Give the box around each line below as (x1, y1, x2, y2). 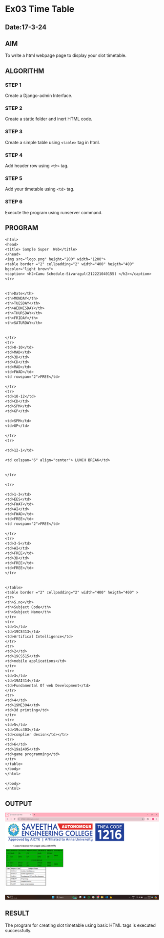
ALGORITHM (5, 67, 44, 75)
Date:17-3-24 (5, 23, 47, 31)
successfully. (5, 927, 32, 933)
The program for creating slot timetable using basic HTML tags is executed (5, 922, 156, 928)
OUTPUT (5, 799, 33, 808)
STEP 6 (5, 198, 23, 205)
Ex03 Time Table (5, 3, 75, 15)
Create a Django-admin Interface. (5, 93, 73, 99)
